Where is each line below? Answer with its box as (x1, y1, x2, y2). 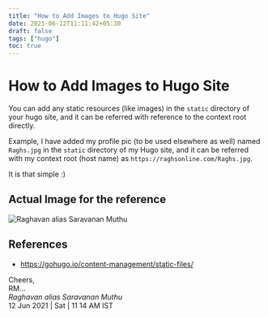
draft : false (8, 27, 53, 35)
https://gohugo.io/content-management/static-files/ (19, 259, 194, 269)
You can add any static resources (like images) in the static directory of (8, 104, 249, 113)
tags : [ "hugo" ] (8, 34, 60, 43)
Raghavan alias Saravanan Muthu (8, 292, 123, 302)
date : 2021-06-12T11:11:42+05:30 (8, 19, 121, 28)
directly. (8, 121, 36, 130)
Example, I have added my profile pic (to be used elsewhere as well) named (8, 137, 261, 146)
